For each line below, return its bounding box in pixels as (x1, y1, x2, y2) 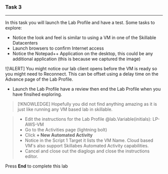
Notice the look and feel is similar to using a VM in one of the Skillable (12, 35, 156, 41)
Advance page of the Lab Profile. (5, 76, 73, 82)
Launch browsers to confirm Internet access (12, 45, 104, 51)
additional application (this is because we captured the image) (12, 56, 141, 62)
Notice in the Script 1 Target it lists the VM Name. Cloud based (24, 137, 153, 143)
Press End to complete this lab (5, 163, 68, 169)
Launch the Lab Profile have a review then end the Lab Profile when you (12, 86, 161, 92)
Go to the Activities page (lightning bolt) (24, 127, 107, 133)
